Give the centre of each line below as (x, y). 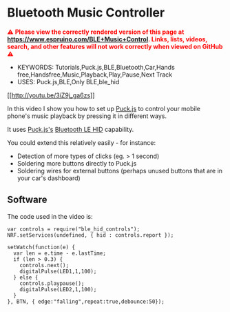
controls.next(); (44, 265)
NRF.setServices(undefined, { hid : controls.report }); (91, 235)
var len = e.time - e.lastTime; (60, 253)
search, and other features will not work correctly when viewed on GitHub (115, 46)
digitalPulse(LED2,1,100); (58, 289)
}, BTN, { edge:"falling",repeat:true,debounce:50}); (86, 302)
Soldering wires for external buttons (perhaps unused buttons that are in (119, 170)
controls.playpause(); (52, 283)
